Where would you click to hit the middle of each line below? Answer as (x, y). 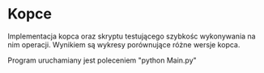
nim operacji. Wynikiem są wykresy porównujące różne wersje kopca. (124, 44)
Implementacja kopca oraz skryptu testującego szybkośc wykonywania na (132, 36)
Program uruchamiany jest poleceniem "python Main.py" (102, 60)
